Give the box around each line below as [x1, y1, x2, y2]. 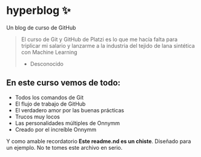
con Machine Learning [21, 48, 77, 56]
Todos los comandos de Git [15, 94, 84, 101]
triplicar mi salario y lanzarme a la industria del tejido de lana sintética [21, 42, 195, 49]
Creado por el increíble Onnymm [15, 126, 97, 133]
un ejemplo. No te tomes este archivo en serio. [6, 144, 123, 151]
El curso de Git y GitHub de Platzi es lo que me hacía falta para [21, 36, 178, 43]
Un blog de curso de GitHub [6, 24, 76, 31]
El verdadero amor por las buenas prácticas [15, 106, 124, 114]
